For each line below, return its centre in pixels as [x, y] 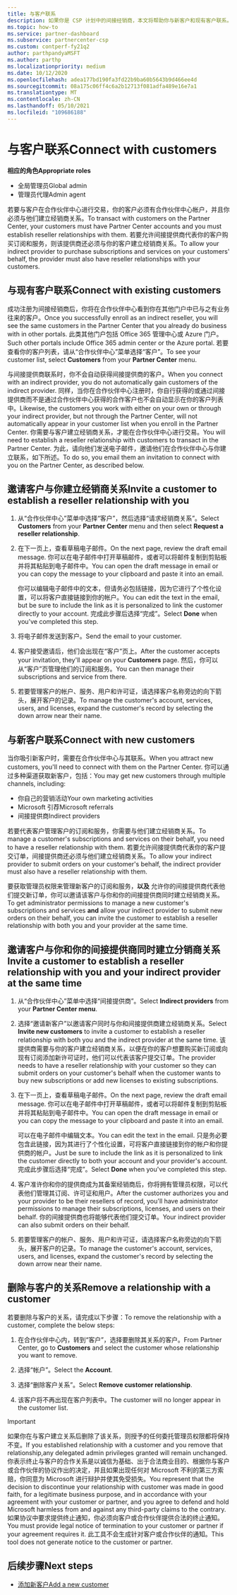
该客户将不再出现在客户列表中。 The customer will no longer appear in [119, 1399]
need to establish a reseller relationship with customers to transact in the [113, 440]
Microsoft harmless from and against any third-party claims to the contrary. [117, 1509]
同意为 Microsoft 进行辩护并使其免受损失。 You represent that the [120, 1478]
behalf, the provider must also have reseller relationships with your [104, 259]
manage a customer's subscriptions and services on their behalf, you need [116, 839]
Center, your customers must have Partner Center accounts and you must [115, 226]
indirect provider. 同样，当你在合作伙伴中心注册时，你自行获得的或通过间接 [116, 390]
